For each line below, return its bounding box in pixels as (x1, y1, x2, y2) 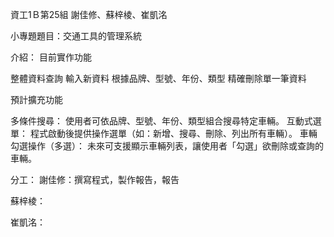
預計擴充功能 (10, 94, 63, 105)
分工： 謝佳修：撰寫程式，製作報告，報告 (10, 174, 180, 185)
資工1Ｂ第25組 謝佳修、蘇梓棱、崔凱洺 (10, 9, 168, 20)
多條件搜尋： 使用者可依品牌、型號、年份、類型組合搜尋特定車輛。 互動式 (10, 115, 313, 127)
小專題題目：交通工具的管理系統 (10, 30, 142, 42)
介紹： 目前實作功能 (10, 51, 92, 63)
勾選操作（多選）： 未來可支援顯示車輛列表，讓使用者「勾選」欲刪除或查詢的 (10, 140, 324, 152)
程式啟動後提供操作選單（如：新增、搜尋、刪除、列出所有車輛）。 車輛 (29, 128, 318, 139)
